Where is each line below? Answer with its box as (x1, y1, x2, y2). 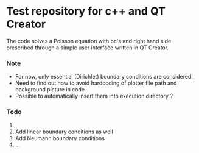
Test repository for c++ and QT (6, 4, 166, 18)
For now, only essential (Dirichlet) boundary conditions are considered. (15, 73, 194, 80)
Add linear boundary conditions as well (15, 128, 114, 135)
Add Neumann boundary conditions (15, 134, 105, 141)
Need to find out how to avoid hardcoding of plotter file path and (15, 79, 177, 87)
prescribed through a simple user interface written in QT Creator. (6, 44, 169, 51)
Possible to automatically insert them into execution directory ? (15, 93, 173, 100)
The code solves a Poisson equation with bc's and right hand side (6, 37, 172, 44)
